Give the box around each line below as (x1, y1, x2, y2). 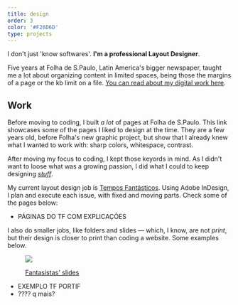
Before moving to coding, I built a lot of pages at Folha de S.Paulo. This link (7, 118, 227, 127)
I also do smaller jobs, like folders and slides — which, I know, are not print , (7, 226, 227, 235)
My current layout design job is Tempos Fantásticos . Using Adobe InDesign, (7, 183, 229, 192)
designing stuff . (7, 170, 53, 178)
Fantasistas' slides (25, 268, 80, 277)
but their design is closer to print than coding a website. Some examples (7, 234, 219, 242)
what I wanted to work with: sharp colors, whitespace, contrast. (7, 141, 194, 149)
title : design (7, 10, 50, 18)
